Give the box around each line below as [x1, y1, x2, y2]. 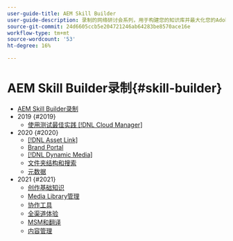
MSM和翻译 [27, 217, 61, 226]
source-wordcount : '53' [7, 36, 76, 43]
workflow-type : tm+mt [7, 29, 70, 37]
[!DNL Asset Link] [27, 136, 78, 144]
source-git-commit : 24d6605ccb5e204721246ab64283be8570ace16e [7, 23, 191, 30]
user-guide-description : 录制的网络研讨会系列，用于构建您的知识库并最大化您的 [7, 17, 216, 24]
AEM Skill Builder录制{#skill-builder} [7, 80, 223, 96]
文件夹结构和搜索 [27, 159, 77, 167]
